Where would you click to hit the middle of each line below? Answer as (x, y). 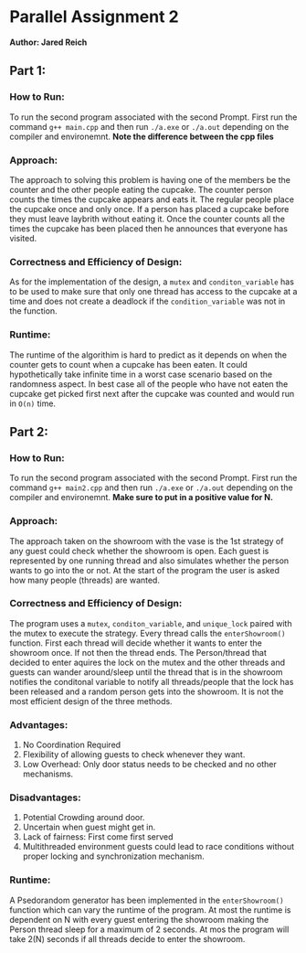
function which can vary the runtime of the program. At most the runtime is (150, 910)
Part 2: (29, 432)
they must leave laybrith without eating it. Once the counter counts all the (148, 219)
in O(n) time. (33, 403)
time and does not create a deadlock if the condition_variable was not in (148, 301)
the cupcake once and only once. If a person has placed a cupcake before (149, 209)
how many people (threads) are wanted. (84, 580)
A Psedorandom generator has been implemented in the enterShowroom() (147, 900)
